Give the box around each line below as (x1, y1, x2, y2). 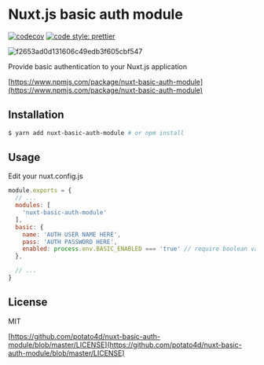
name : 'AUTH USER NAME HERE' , (22, 230, 122, 239)
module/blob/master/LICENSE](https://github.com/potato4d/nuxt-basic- (8, 340, 242, 349)
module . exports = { (8, 187, 72, 195)
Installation (8, 108, 64, 122)
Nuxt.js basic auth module (8, 5, 183, 24)
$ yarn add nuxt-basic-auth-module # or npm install (8, 129, 185, 137)
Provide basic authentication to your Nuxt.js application (8, 61, 188, 71)
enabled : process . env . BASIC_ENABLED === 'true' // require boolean (22, 245, 247, 253)
